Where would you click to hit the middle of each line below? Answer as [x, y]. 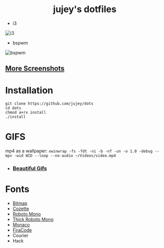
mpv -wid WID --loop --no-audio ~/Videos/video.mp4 [61, 156]
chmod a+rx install [26, 113]
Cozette [21, 209]
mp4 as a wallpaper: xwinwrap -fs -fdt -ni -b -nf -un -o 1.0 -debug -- [83, 151]
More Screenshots [35, 68]
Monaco [21, 225]
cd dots [13, 108]
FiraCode [22, 230]
